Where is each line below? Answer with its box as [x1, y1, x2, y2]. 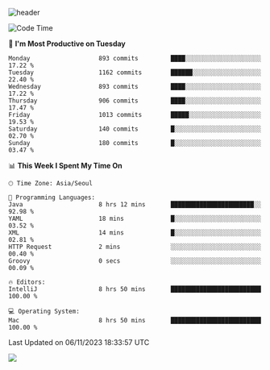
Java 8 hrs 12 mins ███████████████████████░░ [8, 201, 262, 209]
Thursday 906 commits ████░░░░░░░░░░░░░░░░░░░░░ [8, 97, 262, 105]
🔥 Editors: [8, 278, 46, 286]
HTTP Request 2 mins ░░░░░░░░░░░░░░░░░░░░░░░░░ [8, 243, 262, 251]
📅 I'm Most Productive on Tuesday [8, 39, 127, 48]
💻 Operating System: [8, 307, 81, 315]
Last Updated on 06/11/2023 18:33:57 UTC [8, 338, 150, 347]
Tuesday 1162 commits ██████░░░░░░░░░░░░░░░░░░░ [8, 69, 262, 77]
